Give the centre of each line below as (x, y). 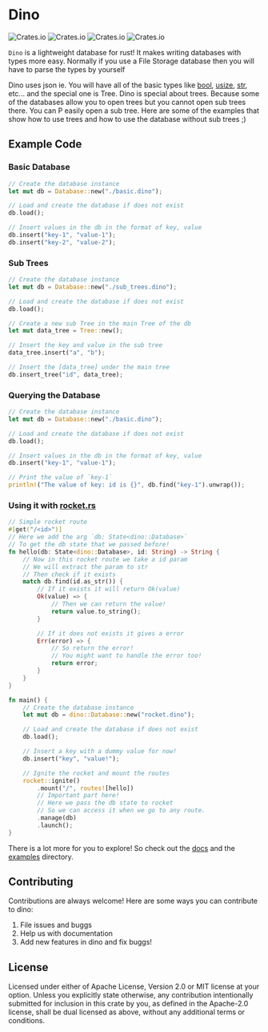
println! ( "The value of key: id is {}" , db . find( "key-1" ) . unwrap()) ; (127, 485)
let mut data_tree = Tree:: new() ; (66, 331)
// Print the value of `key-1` (60, 478)
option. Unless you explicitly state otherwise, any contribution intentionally (131, 995)
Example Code (45, 145)
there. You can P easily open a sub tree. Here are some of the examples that (134, 111)
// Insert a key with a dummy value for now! (100, 752)
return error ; (74, 663)
